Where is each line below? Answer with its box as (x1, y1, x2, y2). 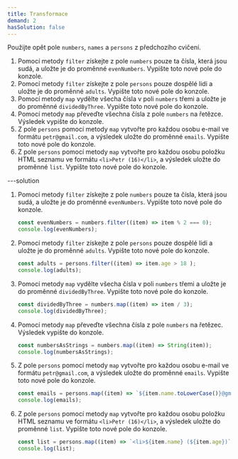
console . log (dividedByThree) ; (17, 307, 108, 315)
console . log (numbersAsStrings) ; (17, 348, 114, 356)
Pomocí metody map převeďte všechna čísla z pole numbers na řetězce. (17, 110, 224, 118)
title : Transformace (7, 10, 69, 18)
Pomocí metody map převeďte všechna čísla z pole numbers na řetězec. (17, 320, 224, 329)
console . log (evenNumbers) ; (17, 226, 98, 233)
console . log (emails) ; (17, 396, 82, 404)
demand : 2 (7, 17, 37, 24)
